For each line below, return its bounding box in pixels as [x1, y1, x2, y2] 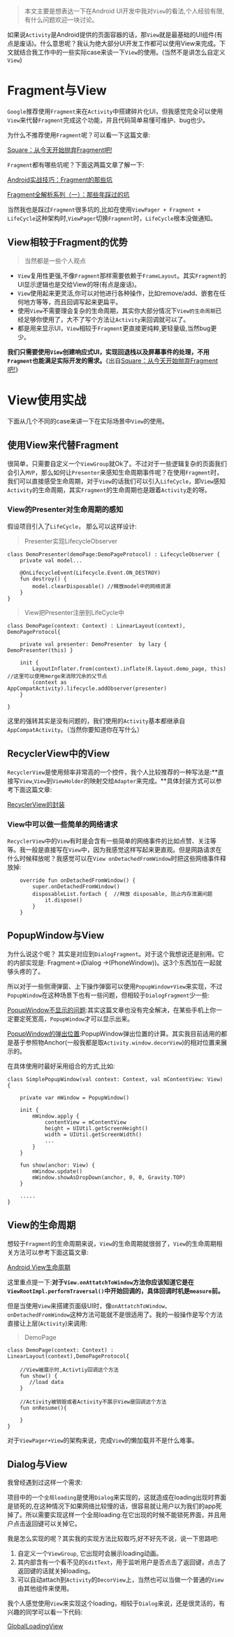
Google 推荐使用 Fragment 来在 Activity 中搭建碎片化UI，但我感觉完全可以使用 [7, 107, 224, 115]
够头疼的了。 [7, 967, 44, 975]
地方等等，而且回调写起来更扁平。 [23, 297, 122, 306]
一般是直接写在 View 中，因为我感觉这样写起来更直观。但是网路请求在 [25, 845, 222, 854]
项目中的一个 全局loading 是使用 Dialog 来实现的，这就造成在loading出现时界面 [7, 1493, 227, 1502]
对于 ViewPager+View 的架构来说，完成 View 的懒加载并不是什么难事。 [7, 1436, 198, 1444]
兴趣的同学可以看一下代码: [7, 1608, 83, 1617]
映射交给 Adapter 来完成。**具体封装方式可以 [89, 776, 217, 784]
